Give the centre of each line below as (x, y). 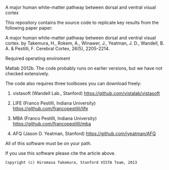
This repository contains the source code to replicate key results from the (82, 23)
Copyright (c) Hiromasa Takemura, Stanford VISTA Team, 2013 (71, 162)
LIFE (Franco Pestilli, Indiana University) (54, 103)
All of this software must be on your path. (48, 143)
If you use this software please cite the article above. (60, 153)
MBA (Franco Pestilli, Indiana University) (55, 118)
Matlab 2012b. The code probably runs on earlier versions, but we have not (84, 68)
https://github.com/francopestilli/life (50, 108)
